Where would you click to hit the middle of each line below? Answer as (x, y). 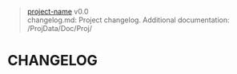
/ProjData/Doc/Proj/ (60, 28)
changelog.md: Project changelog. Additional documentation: (128, 20)
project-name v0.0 (58, 12)
